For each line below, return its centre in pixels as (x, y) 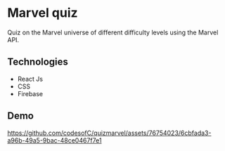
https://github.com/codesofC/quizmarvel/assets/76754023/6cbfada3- (109, 133)
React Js (30, 79)
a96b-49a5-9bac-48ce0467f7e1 (54, 140)
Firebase (30, 93)
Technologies (38, 62)
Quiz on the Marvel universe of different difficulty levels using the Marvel (113, 32)
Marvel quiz (43, 13)
